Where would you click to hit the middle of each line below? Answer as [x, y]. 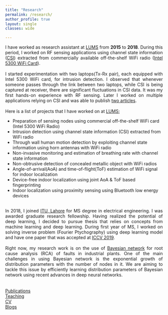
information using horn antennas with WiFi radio [62, 148]
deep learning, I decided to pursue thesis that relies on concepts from [84, 222]
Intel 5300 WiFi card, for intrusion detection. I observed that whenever [84, 79]
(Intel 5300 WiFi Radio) [36, 127]
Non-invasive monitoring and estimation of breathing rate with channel [85, 153]
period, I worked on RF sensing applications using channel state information [84, 53]
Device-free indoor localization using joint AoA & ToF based [74, 180]
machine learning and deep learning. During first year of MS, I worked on [84, 227]
